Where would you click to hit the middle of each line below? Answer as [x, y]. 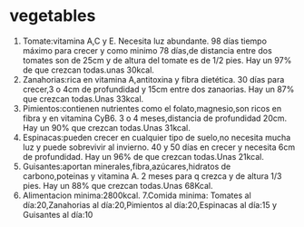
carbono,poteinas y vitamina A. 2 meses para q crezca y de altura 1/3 [152, 176]
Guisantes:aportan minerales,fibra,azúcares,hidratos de [127, 166]
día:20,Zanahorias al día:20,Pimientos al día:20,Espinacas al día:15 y [150, 204]
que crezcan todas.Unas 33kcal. [83, 99]
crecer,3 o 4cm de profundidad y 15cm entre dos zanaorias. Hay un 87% [158, 89]
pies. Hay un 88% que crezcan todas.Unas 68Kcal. [118, 185]
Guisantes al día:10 [58, 214]
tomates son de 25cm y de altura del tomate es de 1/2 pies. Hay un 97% [157, 60]
